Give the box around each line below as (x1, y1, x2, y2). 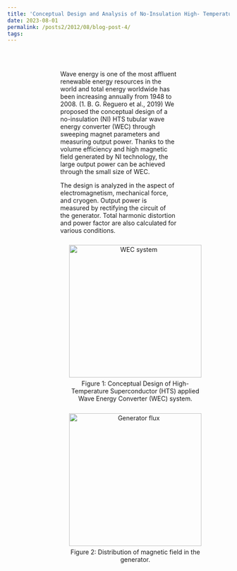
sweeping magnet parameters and (60, 130, 160, 139)
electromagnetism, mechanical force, (60, 189, 169, 197)
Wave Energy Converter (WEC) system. (78, 394, 193, 403)
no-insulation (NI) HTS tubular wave (60, 115, 165, 124)
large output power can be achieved (60, 160, 166, 168)
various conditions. (60, 226, 116, 235)
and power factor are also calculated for (60, 219, 177, 227)
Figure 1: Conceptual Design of (81, 379, 171, 388)
